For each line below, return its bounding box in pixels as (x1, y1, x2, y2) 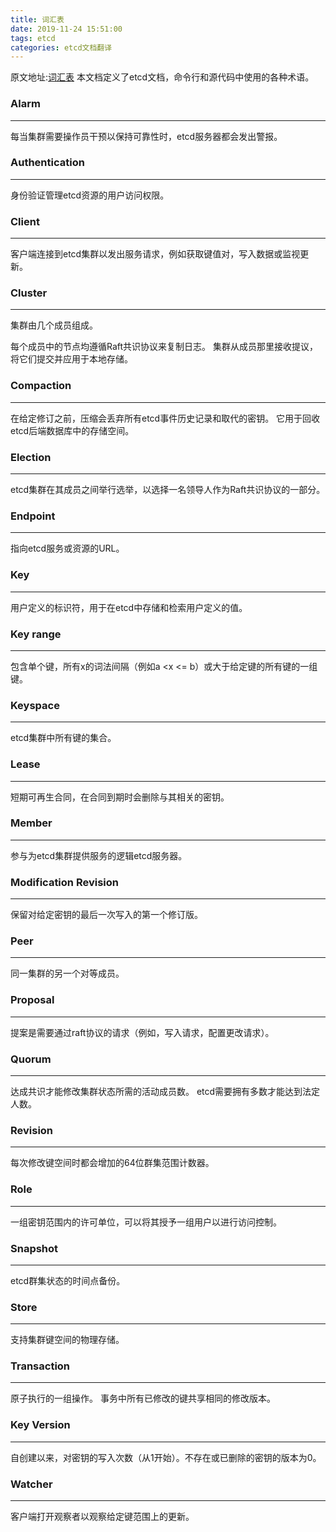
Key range (10, 627, 62, 641)
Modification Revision (10, 875, 119, 889)
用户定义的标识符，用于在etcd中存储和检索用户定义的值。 (10, 601, 248, 613)
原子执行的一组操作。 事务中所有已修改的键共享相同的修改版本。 (10, 1392, 276, 1405)
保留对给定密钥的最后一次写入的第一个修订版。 (10, 909, 203, 921)
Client (10, 214, 40, 228)
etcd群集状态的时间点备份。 (10, 1274, 126, 1286)
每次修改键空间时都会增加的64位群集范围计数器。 (10, 1157, 215, 1169)
